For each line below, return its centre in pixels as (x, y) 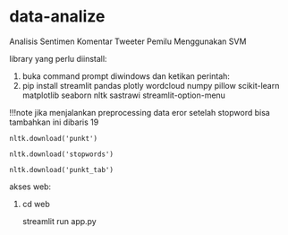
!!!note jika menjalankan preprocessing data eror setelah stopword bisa (140, 112)
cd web (36, 204)
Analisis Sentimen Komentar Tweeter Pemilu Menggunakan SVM (128, 41)
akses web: (30, 187)
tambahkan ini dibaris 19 (54, 122)
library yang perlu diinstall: (58, 58)
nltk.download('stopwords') (62, 154)
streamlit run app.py (59, 221)
